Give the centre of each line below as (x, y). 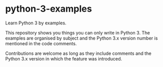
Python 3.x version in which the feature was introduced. (64, 58)
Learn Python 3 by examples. (36, 23)
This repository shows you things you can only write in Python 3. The (78, 32)
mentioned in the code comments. (41, 43)
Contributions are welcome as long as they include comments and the (78, 53)
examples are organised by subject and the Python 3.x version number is (82, 38)
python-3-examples (49, 9)
